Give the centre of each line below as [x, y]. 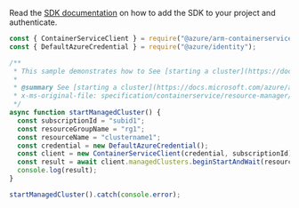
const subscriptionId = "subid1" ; [81, 120]
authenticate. [33, 22]
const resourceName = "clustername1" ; [89, 137]
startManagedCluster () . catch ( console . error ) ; [95, 195]
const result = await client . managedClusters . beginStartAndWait [139, 162]
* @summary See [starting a [65, 88]
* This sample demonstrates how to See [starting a [111, 71]
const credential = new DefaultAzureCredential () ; [113, 146]
